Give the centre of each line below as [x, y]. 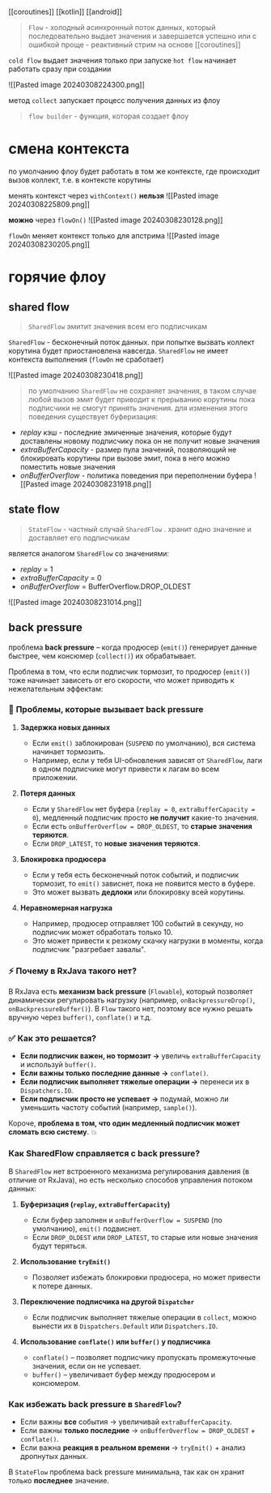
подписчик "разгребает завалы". [89, 949]
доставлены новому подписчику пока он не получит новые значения [140, 440]
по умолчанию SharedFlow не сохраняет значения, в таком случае [142, 390]
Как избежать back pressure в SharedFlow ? [95, 1404]
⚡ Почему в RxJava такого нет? [73, 971]
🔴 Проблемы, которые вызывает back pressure [106, 710]
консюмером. [56, 1383]
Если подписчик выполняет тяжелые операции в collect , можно [144, 1317]
